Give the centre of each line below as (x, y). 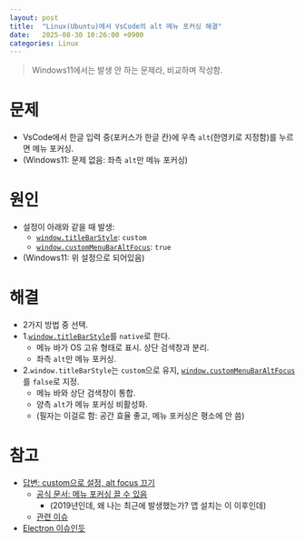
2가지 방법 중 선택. (55, 325)
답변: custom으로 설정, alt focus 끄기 (89, 482)
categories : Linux (44, 43)
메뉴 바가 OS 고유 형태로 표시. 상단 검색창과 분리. (123, 347)
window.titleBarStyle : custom (91, 237)
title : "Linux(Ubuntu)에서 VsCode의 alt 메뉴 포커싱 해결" (116, 26)
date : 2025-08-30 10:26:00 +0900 (77, 35)
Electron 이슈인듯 (54, 528)
